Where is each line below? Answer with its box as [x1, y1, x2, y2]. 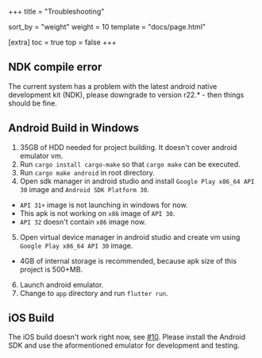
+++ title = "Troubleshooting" [8, 7, 105, 16]
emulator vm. [19, 151, 64, 160]
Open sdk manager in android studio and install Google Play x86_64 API [19, 176, 255, 186]
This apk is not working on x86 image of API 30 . [19, 208, 175, 217]
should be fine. [8, 98, 57, 108]
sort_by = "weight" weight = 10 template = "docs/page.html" [8, 22, 206, 31]
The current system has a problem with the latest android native [8, 81, 218, 90]
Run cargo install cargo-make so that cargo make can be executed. [19, 159, 241, 169]
